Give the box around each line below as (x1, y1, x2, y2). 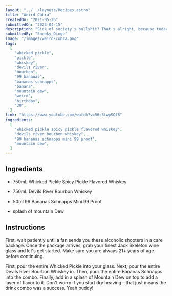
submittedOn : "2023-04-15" (5, 22, 63, 27)
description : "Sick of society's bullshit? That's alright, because (5, 27, 155, 32)
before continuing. (5, 253, 45, 259)
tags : (5, 41, 17, 46)
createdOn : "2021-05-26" (5, 17, 58, 22)
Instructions (5, 223, 45, 232)
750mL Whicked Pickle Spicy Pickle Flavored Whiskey (12, 178, 127, 185)
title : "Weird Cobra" (5, 12, 52, 17)
